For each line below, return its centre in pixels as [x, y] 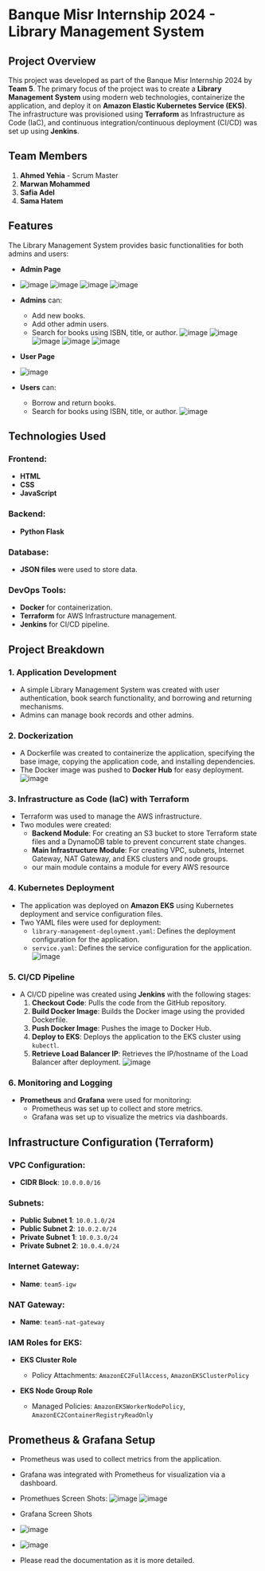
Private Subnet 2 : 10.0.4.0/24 [70, 1245]
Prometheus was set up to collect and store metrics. [117, 1109]
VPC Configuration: [47, 1165]
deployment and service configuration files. [91, 914]
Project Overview [52, 61]
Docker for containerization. [66, 607]
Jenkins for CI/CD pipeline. [64, 625]
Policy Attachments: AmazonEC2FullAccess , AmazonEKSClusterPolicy [140, 1376]
